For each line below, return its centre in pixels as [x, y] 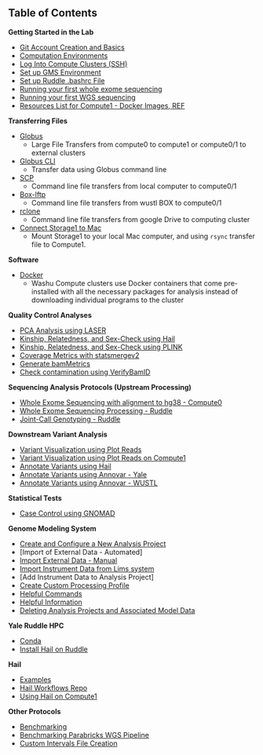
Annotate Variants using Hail [65, 466]
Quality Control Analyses [50, 315]
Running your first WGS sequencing [77, 97]
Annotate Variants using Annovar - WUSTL [89, 483]
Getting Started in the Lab [51, 32]
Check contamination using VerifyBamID [85, 372]
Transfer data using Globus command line [99, 169]
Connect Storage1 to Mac [60, 228]
